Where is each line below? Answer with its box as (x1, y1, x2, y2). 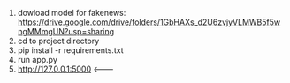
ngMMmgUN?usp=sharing (17, 26, 115, 36)
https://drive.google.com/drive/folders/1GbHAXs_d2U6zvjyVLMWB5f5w (17, 17, 281, 27)
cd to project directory (17, 35, 100, 46)
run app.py (17, 55, 57, 64)
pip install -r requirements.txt (17, 45, 124, 56)
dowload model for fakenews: (17, 8, 126, 18)
